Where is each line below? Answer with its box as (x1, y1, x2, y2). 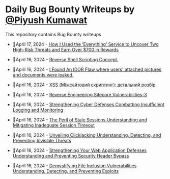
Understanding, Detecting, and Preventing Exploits (12, 168, 119, 174)
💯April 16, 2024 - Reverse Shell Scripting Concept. (12, 56, 119, 62)
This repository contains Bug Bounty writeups (5, 31, 102, 37)
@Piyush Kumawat (5, 14, 88, 26)
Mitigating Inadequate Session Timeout (12, 122, 95, 128)
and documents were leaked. (12, 71, 74, 78)
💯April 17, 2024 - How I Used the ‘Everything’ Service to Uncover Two (12, 41, 159, 47)
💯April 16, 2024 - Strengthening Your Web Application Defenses (12, 147, 147, 154)
